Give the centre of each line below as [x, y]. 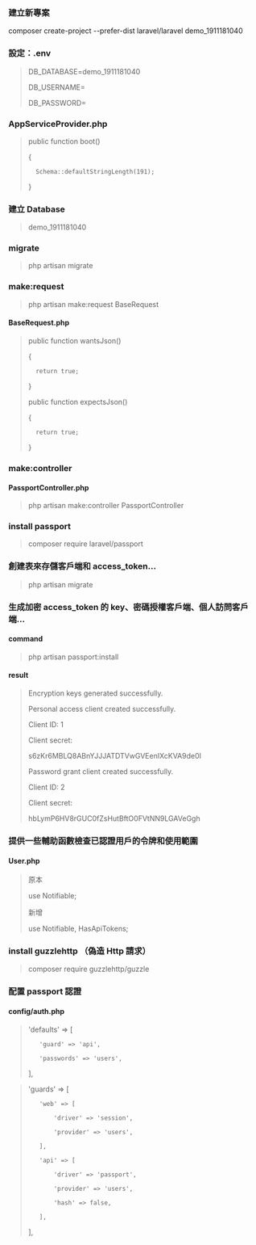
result [19, 675]
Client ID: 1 [46, 725]
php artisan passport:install [73, 657]
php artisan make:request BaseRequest [93, 304]
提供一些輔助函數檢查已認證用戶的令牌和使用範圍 [103, 840]
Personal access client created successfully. [102, 709]
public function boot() [64, 141]
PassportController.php [49, 487]
